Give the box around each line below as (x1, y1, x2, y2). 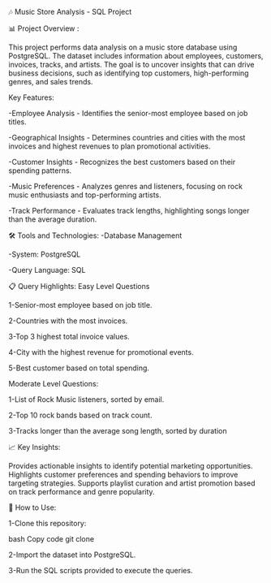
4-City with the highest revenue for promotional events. (8, 348, 194, 356)
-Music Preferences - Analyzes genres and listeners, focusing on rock (8, 182, 243, 191)
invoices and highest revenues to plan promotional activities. (8, 141, 211, 151)
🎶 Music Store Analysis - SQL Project (8, 7, 132, 16)
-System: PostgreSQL (8, 249, 81, 259)
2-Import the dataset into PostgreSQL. (8, 550, 136, 559)
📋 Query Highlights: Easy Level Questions (8, 282, 150, 291)
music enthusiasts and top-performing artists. (8, 190, 162, 200)
